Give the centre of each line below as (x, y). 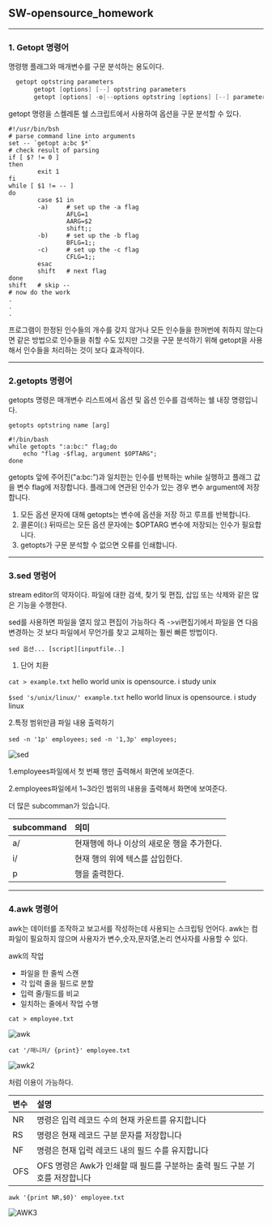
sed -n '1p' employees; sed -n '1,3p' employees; (93, 740)
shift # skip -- (39, 285)
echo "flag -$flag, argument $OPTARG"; (90, 454)
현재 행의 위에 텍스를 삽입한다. (128, 859)
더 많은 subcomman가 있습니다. (59, 806)
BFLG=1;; (81, 243)
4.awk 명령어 (33, 909)
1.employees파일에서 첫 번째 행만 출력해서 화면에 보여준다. (101, 771)
